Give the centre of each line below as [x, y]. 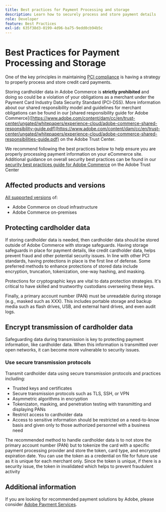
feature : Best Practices [31, 24]
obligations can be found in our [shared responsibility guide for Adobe [77, 113]
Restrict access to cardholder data [48, 414]
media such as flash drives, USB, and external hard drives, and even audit [81, 306]
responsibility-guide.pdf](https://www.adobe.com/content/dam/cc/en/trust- [83, 129]
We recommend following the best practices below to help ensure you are [81, 149]
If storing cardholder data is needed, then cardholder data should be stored [82, 240]
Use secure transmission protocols [48, 362]
